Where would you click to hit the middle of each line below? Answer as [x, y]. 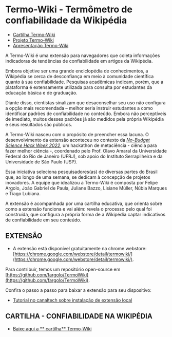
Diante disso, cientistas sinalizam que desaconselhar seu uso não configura [85, 102]
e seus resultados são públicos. [39, 124]
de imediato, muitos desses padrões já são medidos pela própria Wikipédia [85, 119]
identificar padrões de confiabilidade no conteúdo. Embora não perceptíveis [86, 114]
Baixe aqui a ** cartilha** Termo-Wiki [52, 329]
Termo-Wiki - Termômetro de [69, 10]
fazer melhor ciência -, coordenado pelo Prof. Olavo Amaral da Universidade [86, 151]
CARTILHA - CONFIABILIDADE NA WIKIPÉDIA [79, 316]
